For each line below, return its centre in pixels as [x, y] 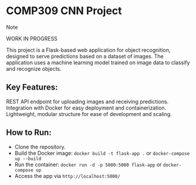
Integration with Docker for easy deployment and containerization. [86, 108]
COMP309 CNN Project [64, 11]
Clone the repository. [40, 147]
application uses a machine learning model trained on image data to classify [98, 62]
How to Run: [29, 133]
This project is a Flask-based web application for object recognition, [88, 50]
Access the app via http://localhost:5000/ [67, 176]
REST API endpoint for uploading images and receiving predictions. [87, 101]
